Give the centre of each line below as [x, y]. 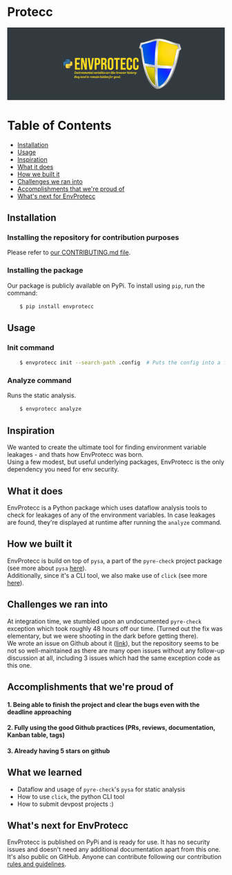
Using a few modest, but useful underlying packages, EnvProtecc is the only [116, 462]
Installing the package [45, 270]
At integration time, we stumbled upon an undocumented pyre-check [105, 621]
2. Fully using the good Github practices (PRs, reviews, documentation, [111, 728]
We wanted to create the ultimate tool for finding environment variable [107, 447]
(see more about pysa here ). [47, 568]
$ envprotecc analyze [50, 409]
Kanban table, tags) [36, 735]
